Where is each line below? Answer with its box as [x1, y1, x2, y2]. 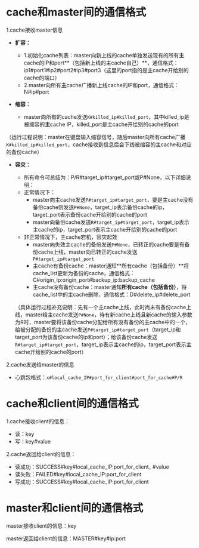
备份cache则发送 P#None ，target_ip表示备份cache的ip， [32, 204, 168, 211]
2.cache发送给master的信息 [6, 361, 74, 368]
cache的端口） [23, 74, 61, 81]
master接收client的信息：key [6, 522, 77, 529]
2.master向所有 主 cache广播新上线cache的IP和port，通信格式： [23, 81, 180, 88]
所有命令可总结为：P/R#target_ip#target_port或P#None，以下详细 [23, 174, 186, 181]
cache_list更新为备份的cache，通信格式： [32, 269, 135, 276]
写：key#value [14, 438, 51, 445]
